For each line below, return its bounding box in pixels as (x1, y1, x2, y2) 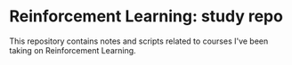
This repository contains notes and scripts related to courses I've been (9, 36, 269, 46)
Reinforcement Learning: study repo (9, 6, 283, 27)
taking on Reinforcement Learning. (9, 45, 136, 55)
